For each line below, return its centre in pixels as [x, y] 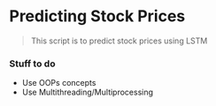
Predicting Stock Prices [97, 16]
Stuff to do [32, 64]
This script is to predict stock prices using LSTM [119, 41]
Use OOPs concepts [59, 83]
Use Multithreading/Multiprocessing [87, 92]
